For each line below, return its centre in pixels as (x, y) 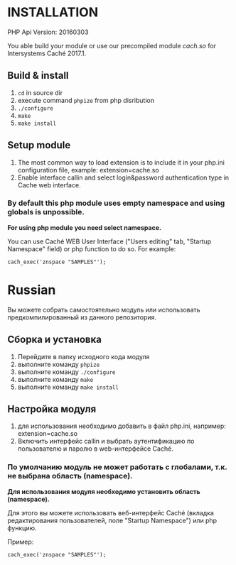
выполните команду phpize (59, 364)
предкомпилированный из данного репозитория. (82, 317)
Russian (32, 290)
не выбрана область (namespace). (70, 476)
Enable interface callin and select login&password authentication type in (123, 177)
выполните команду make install (68, 387)
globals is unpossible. (46, 212)
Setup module (39, 145)
